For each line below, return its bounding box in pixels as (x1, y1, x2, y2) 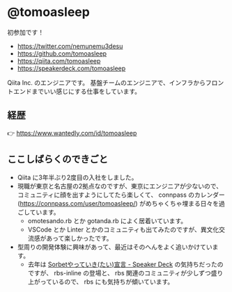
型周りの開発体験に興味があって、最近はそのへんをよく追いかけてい (17, 243, 212, 251)
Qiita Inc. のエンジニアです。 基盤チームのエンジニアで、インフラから (7, 78, 206, 87)
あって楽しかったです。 (46, 234, 113, 242)
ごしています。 (17, 208, 60, 216)
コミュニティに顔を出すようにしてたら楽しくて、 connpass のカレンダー (17, 190, 225, 199)
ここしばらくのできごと (7, 154, 108, 165)
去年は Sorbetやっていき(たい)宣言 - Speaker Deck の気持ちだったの (27, 260, 224, 268)
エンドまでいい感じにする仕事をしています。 (13, 87, 141, 95)
